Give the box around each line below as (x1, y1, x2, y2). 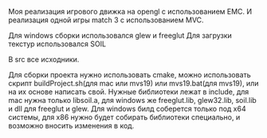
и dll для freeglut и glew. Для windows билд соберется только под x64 (8, 104, 246, 113)
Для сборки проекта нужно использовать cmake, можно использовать (8, 70, 251, 79)
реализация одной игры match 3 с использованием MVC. (8, 15, 205, 25)
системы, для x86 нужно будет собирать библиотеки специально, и (8, 112, 241, 122)
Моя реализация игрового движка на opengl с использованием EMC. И (8, 7, 253, 16)
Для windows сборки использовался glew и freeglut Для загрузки (8, 31, 233, 40)
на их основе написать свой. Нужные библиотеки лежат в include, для (8, 87, 249, 97)
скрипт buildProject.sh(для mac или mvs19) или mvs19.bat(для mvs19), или (8, 79, 259, 88)
